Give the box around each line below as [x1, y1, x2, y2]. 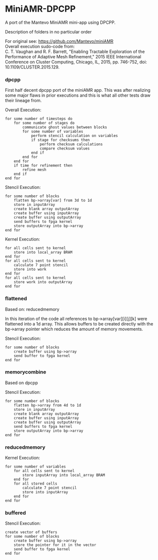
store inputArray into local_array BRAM [22, 473, 105, 478]
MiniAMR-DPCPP [5, 3, 76, 15]
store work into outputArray [14, 280, 73, 285]
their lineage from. [5, 98, 42, 103]
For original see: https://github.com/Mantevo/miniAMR [5, 38, 114, 44]
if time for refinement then [14, 163, 73, 168]
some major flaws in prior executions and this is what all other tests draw [5, 92, 151, 98]
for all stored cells [14, 481, 57, 486]
